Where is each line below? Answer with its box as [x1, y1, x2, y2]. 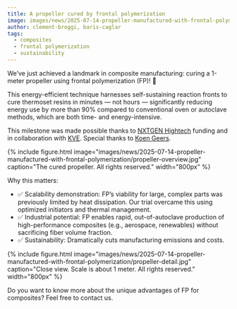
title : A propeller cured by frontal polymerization [7, 10, 166, 18]
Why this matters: [7, 176, 59, 184]
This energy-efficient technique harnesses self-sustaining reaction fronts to [7, 90, 228, 99]
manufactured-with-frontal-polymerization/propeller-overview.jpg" [7, 154, 202, 163]
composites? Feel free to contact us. [7, 293, 114, 302]
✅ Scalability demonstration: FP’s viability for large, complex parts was [17, 190, 224, 198]
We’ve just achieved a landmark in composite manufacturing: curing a [7, 68, 210, 78]
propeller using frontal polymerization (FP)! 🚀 [25, 76, 157, 85]
